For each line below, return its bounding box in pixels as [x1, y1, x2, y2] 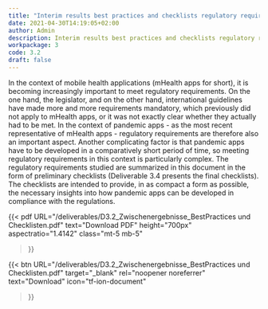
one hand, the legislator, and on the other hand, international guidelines [8, 95, 243, 104]
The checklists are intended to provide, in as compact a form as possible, [8, 179, 250, 189]
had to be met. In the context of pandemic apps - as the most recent [8, 120, 233, 130]
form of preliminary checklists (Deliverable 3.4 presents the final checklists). [8, 170, 259, 180]
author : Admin [8, 26, 56, 34]
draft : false [8, 57, 52, 65]
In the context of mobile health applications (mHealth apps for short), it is [8, 77, 249, 88]
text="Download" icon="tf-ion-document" [8, 276, 147, 286]
